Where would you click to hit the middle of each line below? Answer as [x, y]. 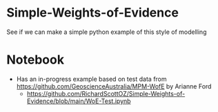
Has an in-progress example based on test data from [91, 79]
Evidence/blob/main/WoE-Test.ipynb [79, 101]
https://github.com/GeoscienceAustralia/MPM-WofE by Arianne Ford [114, 86]
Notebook [36, 60]
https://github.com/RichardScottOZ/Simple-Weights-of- [106, 93]
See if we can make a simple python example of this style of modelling [107, 32]
